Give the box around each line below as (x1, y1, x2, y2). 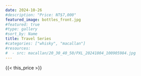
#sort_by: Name (5, 31, 38, 36)
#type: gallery (5, 27, 38, 32)
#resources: (5, 46, 31, 51)
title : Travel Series (5, 36, 52, 42)
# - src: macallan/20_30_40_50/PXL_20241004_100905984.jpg (5, 50, 136, 55)
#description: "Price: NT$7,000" (5, 12, 77, 17)
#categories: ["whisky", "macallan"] (5, 41, 86, 46)
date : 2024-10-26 (5, 7, 42, 13)
